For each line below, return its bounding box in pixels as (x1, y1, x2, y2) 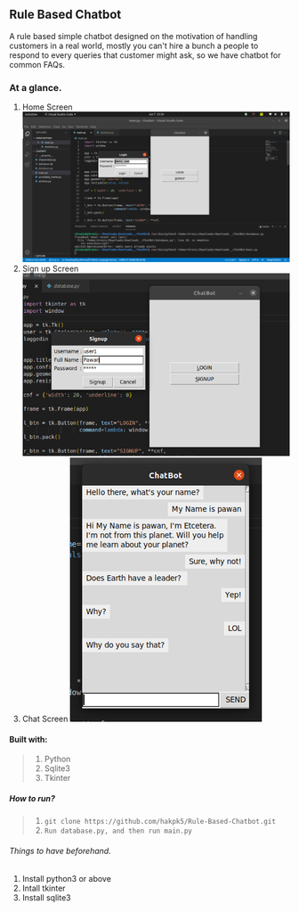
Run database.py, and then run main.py (44, 826, 193, 836)
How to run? (9, 793, 55, 804)
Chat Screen (21, 713, 69, 725)
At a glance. (9, 81, 62, 94)
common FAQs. (9, 59, 65, 70)
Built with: (9, 734, 48, 744)
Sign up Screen (21, 263, 79, 274)
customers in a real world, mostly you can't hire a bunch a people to (9, 40, 259, 51)
